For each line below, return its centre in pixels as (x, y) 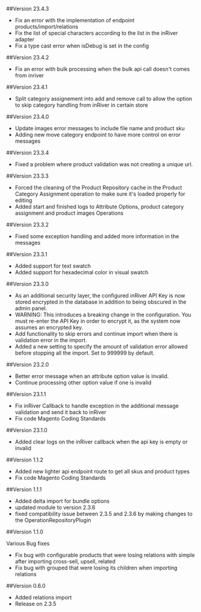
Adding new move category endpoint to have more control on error (98, 135)
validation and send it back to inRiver (61, 412)
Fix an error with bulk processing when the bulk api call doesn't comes (102, 69)
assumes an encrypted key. (49, 327)
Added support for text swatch (53, 266)
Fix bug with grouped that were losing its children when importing (96, 568)
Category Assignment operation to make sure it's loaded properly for (100, 194)
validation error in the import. (51, 340)
